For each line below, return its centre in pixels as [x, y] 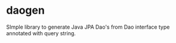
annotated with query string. [41, 33]
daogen [25, 10]
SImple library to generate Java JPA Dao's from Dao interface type [88, 27]
